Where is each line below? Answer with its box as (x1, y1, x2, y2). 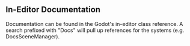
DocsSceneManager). (5, 32, 60, 40)
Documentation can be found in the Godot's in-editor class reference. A (5, 20, 183, 27)
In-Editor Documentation (5, 5, 100, 15)
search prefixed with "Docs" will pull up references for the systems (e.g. (5, 27, 185, 34)
